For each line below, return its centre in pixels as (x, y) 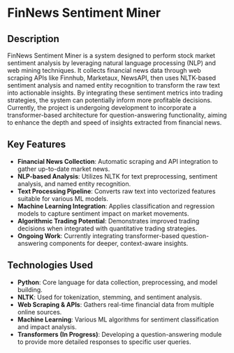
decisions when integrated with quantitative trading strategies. (107, 228)
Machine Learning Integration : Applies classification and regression (116, 206)
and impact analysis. (47, 326)
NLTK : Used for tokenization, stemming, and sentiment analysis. (110, 297)
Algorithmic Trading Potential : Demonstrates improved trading (108, 221)
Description (33, 39)
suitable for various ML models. (63, 198)
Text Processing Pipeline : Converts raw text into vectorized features (116, 191)
